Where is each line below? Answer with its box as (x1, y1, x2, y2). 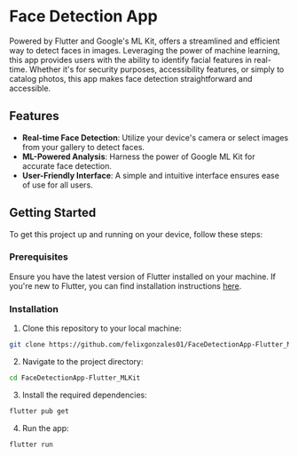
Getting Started (9, 205, 97, 220)
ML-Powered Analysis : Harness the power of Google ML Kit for (21, 151, 255, 162)
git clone (9, 340, 46, 349)
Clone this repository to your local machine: (21, 323, 182, 334)
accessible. (9, 83, 51, 93)
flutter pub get (9, 406, 69, 415)
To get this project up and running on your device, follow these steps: (9, 228, 263, 239)
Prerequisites (9, 251, 68, 263)
